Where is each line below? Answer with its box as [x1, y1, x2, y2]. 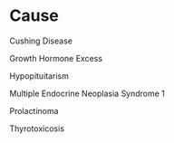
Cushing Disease [9, 35, 72, 46]
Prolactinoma [9, 105, 59, 116]
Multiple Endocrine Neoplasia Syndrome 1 [9, 88, 166, 99]
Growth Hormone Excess [9, 52, 102, 63]
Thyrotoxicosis [9, 123, 65, 134]
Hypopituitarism [9, 70, 70, 81]
